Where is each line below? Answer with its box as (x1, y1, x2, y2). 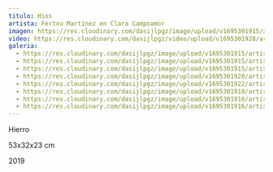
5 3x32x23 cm (8, 140, 55, 150)
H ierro (8, 125, 30, 135)
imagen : (8, 27, 35, 35)
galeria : (8, 42, 38, 50)
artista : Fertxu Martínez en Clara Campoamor (8, 19, 165, 28)
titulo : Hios (8, 11, 53, 20)
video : (8, 34, 31, 43)
